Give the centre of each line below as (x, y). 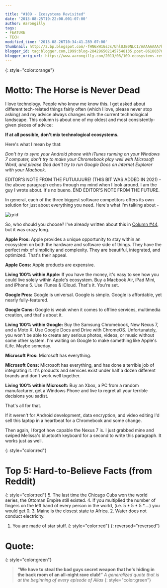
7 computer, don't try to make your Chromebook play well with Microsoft (80, 159)
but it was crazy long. (27, 230)
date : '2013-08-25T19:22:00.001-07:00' (46, 19)
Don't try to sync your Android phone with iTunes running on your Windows (83, 154)
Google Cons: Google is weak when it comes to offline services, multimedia (83, 310)
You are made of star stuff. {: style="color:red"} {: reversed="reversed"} (86, 526)
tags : (11, 28)
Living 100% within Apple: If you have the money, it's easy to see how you (82, 275)
